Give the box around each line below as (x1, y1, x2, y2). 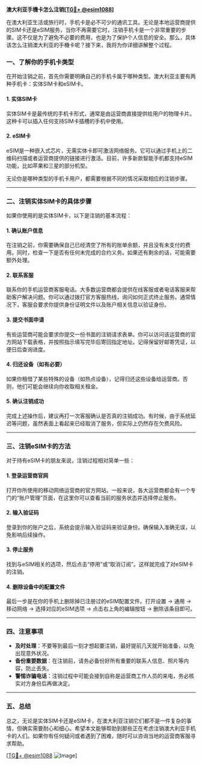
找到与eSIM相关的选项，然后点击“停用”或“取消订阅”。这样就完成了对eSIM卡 (6, 560, 194, 568)
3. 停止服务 (6, 546, 34, 553)
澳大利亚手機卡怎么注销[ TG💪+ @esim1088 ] (6, 6, 114, 13)
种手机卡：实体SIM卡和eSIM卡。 (6, 80, 87, 88)
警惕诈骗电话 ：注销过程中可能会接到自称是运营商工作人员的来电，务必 (14, 673, 189, 680)
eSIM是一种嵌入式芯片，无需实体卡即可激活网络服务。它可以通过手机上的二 (6, 147, 193, 154)
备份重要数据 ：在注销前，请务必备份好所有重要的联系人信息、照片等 (14, 658, 184, 665)
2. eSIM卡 (6, 132, 31, 139)
